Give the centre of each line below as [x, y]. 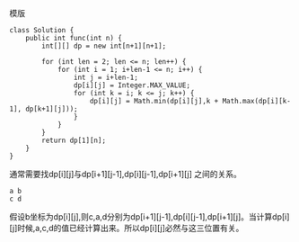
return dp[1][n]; [74, 140]
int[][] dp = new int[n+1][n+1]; [104, 46]
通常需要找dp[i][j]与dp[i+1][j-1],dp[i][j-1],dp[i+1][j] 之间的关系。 [126, 174]
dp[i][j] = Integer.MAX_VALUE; [132, 85]
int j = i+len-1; [106, 77]
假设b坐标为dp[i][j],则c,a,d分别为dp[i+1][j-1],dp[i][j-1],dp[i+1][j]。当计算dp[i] [149, 217]
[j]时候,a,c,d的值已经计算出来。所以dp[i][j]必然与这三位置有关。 [127, 228]
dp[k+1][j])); [52, 109]
